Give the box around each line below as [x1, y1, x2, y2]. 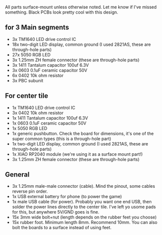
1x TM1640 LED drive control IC [12, 105, 75, 110]
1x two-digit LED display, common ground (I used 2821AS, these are [12, 141, 148, 146]
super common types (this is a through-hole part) [12, 136, 111, 142]
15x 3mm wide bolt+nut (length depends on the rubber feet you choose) [12, 214, 157, 220]
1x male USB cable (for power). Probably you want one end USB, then [12, 199, 152, 205]
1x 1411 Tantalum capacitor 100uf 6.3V [12, 115, 89, 121]
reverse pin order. [12, 188, 48, 194]
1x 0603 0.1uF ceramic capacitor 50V [12, 120, 87, 126]
